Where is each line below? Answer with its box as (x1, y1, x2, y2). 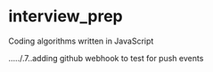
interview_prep (8, 6, 123, 27)
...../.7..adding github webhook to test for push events (8, 52, 204, 63)
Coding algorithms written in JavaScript (8, 36, 154, 46)
